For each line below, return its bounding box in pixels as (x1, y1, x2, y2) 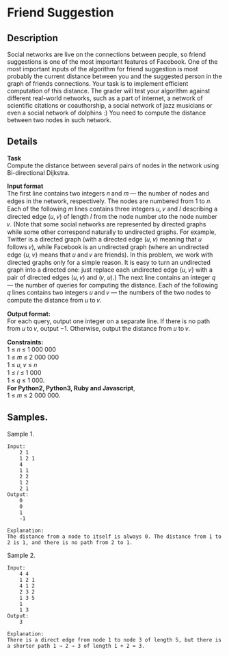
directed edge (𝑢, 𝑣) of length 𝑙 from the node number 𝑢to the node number (7, 212, 217, 220)
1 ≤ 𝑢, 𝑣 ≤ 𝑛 (7, 360, 38, 368)
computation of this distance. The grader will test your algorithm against (7, 87, 211, 95)
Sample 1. (7, 430, 34, 438)
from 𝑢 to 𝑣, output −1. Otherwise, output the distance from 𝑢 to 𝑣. (7, 324, 191, 332)
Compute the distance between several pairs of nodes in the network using (7, 161, 219, 169)
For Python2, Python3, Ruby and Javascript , (7, 384, 135, 392)
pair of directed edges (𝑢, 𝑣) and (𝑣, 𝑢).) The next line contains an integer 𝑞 (7, 273, 216, 281)
